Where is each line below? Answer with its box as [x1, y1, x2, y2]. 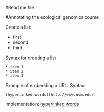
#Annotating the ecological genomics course [5, 14, 99, 20]
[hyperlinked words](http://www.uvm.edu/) [5, 92, 96, 97]
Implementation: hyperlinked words [5, 101, 79, 107]
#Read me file [5, 5, 34, 10]
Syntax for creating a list [5, 54, 57, 61]
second [12, 39, 29, 45]
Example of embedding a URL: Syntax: [5, 82, 86, 88]
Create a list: [5, 24, 32, 30]
